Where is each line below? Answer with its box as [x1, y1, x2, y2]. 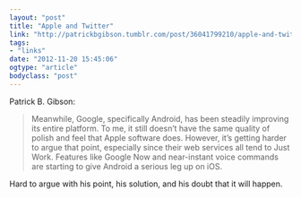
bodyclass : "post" [9, 72, 78, 81]
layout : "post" [9, 13, 66, 22]
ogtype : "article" [9, 64, 78, 73]
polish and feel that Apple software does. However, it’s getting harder [30, 132, 287, 143]
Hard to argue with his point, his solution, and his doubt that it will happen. [9, 178, 283, 189]
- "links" [9, 47, 47, 56]
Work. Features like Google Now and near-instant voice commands [30, 151, 279, 162]
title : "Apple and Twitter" [9, 22, 115, 30]
